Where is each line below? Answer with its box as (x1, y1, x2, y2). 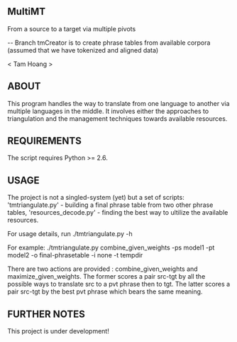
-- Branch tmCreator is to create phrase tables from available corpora (7, 38, 211, 47)
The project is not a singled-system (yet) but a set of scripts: (7, 193, 184, 202)
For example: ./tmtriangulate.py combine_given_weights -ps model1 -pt (7, 243, 215, 252)
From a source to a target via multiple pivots (7, 24, 136, 33)
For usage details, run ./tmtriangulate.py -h (7, 230, 133, 238)
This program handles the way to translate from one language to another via (7, 99, 230, 107)
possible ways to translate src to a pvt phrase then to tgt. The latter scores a (7, 280, 231, 289)
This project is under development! (7, 327, 110, 336)
